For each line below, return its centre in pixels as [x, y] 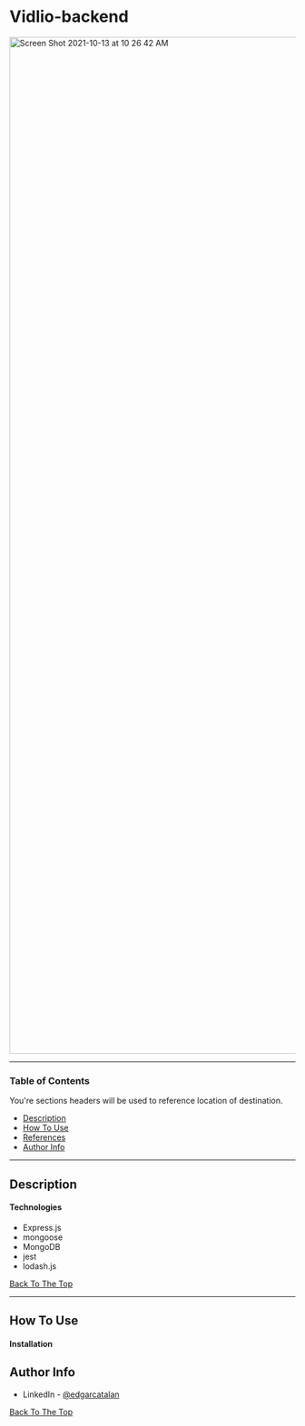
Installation [31, 1343]
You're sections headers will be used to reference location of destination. [146, 1101]
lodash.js [39, 1266]
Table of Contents [50, 1080]
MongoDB [41, 1246]
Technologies [36, 1207]
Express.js [42, 1227]
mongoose [43, 1237]
